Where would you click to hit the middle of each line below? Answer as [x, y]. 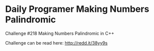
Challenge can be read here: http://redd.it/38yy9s [56, 43]
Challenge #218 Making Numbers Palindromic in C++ [60, 33]
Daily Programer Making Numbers [77, 9]
